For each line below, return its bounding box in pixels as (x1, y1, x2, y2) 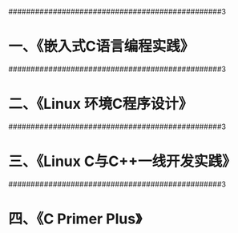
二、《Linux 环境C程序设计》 (8, 95, 193, 113)
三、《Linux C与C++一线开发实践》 (8, 152, 236, 171)
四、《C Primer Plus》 (8, 210, 143, 227)
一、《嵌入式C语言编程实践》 (8, 38, 195, 55)
